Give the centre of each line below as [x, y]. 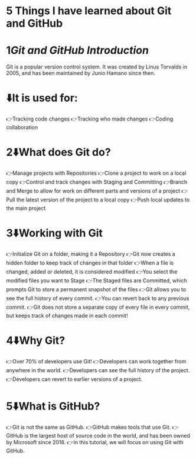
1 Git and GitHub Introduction [78, 51]
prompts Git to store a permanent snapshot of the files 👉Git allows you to [96, 289]
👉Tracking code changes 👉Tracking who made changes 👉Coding [90, 119]
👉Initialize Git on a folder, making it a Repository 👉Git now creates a [91, 254]
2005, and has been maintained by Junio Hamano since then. [81, 73]
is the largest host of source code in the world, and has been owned [107, 435]
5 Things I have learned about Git [89, 11]
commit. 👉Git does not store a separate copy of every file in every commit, [98, 307]
